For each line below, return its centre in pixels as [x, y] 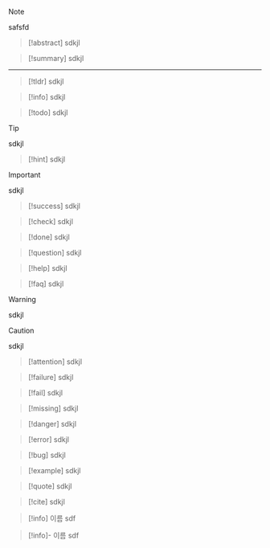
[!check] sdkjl [51, 221]
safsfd [19, 27]
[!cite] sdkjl [47, 502]
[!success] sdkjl [54, 206]
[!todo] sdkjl [48, 112]
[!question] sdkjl [55, 253]
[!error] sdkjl [49, 440]
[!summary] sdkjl [56, 58]
